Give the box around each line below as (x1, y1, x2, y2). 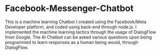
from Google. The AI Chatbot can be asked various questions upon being (5, 34, 152, 40)
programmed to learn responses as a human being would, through (5, 39, 138, 45)
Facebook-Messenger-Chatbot (5, 3, 134, 14)
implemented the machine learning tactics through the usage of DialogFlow (5, 29, 157, 35)
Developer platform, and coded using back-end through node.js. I (5, 24, 137, 29)
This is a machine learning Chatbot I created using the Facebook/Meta (5, 19, 146, 25)
